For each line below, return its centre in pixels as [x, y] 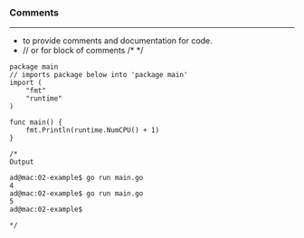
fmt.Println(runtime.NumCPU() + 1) [93, 130]
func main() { [36, 123]
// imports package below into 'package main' [99, 75]
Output [22, 162]
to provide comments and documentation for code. [117, 41]
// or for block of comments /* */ [83, 51]
